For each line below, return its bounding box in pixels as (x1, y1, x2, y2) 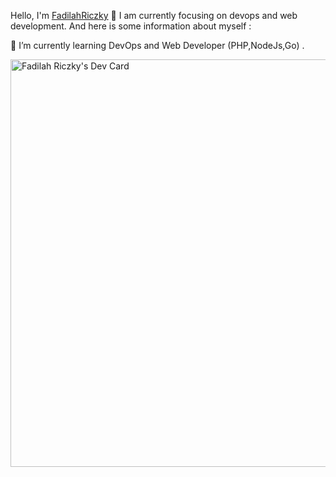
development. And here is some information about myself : (10, 20, 252, 32)
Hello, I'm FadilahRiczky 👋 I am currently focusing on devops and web (10, 10, 298, 21)
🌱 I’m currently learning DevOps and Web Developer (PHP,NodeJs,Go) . (10, 40, 305, 51)
